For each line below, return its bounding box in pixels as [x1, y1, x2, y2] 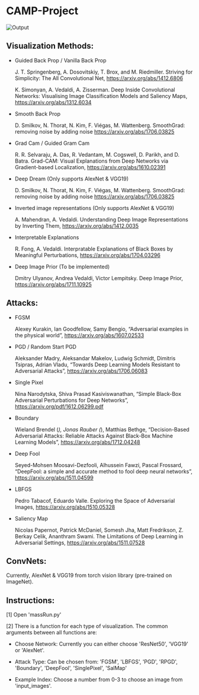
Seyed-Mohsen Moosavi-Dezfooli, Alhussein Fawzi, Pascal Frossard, [14, 461, 183, 468]
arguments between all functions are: [6, 629, 97, 636]
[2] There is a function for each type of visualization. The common [6, 623, 168, 630]
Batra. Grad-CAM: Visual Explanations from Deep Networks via [14, 157, 169, 164]
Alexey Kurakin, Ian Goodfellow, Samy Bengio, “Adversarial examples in [14, 325, 189, 332]
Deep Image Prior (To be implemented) [14, 263, 110, 270]
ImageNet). [6, 578, 34, 585]
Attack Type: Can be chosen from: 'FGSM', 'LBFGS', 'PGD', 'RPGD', [14, 658, 178, 665]
